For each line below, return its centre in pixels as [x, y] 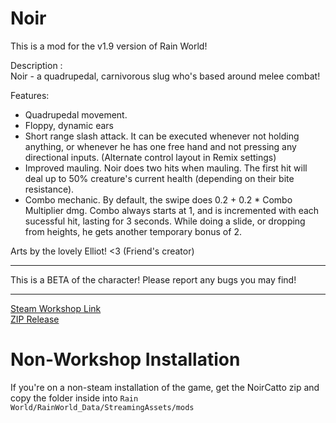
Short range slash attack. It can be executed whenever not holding [162, 136]
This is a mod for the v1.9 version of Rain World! [109, 46]
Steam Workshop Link [56, 308]
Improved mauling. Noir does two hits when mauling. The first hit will [166, 168]
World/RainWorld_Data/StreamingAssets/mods [102, 407]
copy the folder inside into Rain [74, 398]
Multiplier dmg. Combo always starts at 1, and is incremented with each [172, 210]
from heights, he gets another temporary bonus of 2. [133, 231]
